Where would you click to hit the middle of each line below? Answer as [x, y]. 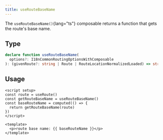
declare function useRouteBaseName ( [42, 55]
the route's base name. [28, 28]
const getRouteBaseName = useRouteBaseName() [52, 99]
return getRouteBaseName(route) [42, 107]
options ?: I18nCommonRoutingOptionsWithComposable [62, 60]
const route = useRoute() [31, 95]
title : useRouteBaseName [30, 9]
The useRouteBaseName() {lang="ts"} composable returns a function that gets [81, 23]
